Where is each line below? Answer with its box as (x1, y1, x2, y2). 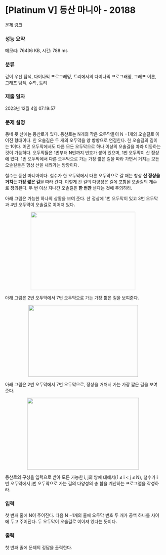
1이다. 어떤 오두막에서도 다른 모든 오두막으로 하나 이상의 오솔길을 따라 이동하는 (10, 144, 161, 150)
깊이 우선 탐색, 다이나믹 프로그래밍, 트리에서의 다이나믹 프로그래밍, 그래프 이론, (5, 73, 157, 79)
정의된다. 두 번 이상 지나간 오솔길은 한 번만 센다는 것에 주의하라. (10, 185, 132, 191)
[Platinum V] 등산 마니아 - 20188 (5, 4, 136, 16)
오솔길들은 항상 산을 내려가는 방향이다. (5, 162, 79, 168)
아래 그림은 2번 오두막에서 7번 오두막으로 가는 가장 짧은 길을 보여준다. (5, 295, 139, 301)
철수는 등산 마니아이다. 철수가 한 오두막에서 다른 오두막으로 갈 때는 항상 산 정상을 (5, 173, 161, 179)
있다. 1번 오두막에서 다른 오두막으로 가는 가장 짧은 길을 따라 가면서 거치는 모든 (10, 156, 160, 162)
